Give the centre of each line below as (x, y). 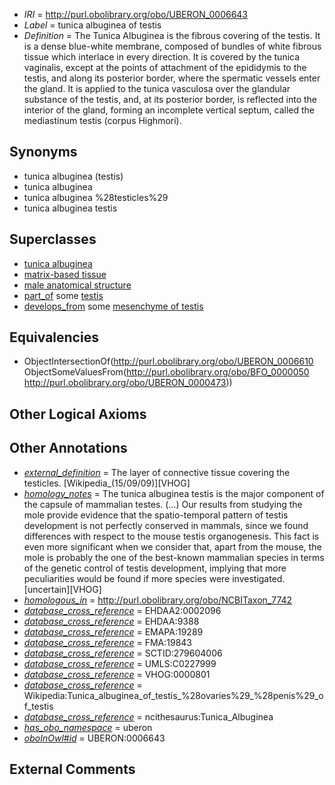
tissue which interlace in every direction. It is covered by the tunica (162, 57)
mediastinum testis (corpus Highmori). (102, 120)
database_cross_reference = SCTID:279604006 (123, 653)
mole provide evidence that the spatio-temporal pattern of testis (156, 515)
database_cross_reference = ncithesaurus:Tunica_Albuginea (148, 716)
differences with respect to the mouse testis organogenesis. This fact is (171, 536)
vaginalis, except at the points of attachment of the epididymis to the (165, 67)
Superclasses (53, 239)
